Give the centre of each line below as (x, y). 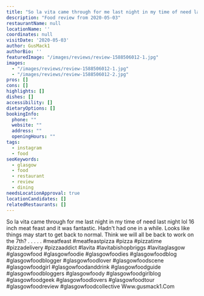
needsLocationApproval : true (43, 193)
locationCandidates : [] (36, 199)
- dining (23, 188)
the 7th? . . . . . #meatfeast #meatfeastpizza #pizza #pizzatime (84, 241)
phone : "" (24, 119)
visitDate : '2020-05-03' (38, 40)
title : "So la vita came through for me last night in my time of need (99, 12)
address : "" (27, 131)
